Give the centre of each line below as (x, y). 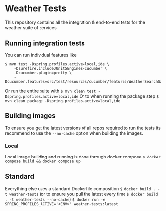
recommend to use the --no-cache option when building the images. (74, 133)
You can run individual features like (41, 55)
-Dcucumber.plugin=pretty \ (43, 73)
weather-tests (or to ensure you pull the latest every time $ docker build (84, 194)
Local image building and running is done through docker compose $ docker (83, 157)
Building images (30, 116)
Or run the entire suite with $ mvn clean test (51, 91)
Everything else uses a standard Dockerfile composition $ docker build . (80, 188)
